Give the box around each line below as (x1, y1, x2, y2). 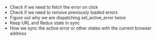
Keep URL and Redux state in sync (9, 20, 80, 26)
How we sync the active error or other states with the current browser (9, 25, 152, 31)
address (9, 31, 27, 36)
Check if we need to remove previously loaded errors (9, 9, 118, 15)
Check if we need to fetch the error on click (9, 4, 98, 10)
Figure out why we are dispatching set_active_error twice (9, 15, 126, 20)
